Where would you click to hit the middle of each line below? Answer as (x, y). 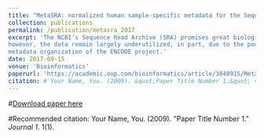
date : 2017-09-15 (37, 60)
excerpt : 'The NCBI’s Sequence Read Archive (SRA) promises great (119, 37)
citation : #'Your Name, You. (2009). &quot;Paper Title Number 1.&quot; (130, 81)
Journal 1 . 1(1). (31, 127)
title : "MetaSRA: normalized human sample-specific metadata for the (125, 15)
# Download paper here (46, 103)
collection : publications (50, 23)
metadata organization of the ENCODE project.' (88, 52)
